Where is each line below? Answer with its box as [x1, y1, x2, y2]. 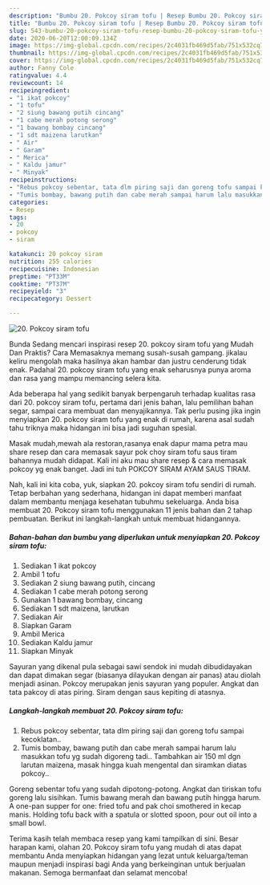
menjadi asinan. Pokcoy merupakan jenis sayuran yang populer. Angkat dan [9, 679, 260, 688]
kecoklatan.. [20, 734, 62, 744]
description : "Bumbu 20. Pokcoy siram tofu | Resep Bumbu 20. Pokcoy [9, 11, 247, 20]
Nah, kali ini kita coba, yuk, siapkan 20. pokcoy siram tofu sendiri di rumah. [9, 480, 257, 489]
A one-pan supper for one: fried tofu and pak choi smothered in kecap [9, 801, 242, 810]
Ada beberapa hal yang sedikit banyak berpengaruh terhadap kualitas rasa [9, 389, 256, 398]
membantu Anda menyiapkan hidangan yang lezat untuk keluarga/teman [9, 850, 249, 860]
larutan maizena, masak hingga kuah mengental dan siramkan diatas [20, 760, 248, 769]
